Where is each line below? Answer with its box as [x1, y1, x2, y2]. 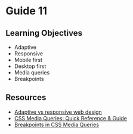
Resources [5, 92, 47, 102]
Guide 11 [5, 4, 48, 18]
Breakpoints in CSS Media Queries [14, 121, 100, 128]
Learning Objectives [5, 28, 83, 38]
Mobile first [14, 57, 43, 63]
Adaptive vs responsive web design [14, 108, 102, 116]
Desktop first [14, 63, 47, 70]
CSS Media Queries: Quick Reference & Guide [14, 114, 128, 121]
